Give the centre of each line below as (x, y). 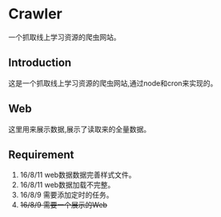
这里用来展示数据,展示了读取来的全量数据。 (80, 129)
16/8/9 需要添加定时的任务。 (66, 195)
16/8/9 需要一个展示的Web (64, 205)
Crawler (35, 14)
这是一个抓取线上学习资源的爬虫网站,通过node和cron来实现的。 (113, 83)
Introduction (40, 63)
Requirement (41, 154)
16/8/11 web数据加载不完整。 (67, 185)
